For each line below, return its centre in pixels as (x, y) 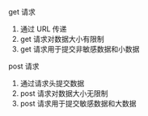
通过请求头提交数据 (52, 83)
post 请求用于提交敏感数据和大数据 (78, 104)
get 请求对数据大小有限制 (62, 39)
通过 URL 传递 (43, 29)
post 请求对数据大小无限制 (64, 93)
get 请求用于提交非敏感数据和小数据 (80, 49)
